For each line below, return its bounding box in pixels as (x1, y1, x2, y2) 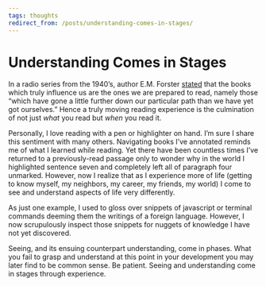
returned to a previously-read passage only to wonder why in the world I (8, 154, 245, 164)
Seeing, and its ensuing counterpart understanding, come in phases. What (8, 244, 252, 253)
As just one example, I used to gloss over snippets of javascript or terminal (8, 203, 253, 213)
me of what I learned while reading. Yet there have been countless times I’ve (8, 145, 259, 155)
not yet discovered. (8, 228, 71, 238)
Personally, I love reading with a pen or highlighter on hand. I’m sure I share (8, 129, 255, 138)
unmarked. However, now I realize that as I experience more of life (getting (8, 171, 253, 180)
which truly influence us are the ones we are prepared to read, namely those (8, 88, 258, 98)
